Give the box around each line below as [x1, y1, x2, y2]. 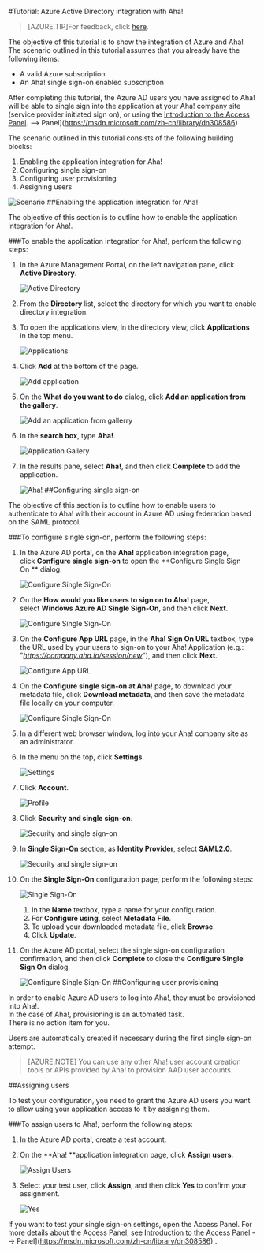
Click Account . [19, 783, 69, 792]
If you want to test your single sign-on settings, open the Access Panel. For [8, 1220, 252, 1229]
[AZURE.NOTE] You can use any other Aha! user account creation [27, 1057, 241, 1066]
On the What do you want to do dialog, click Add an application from [19, 392, 246, 401]
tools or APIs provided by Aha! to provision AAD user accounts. [27, 1065, 233, 1075]
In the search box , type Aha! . [19, 431, 116, 440]
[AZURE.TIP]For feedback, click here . [27, 22, 149, 31]
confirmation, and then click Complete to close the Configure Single [19, 954, 244, 963]
